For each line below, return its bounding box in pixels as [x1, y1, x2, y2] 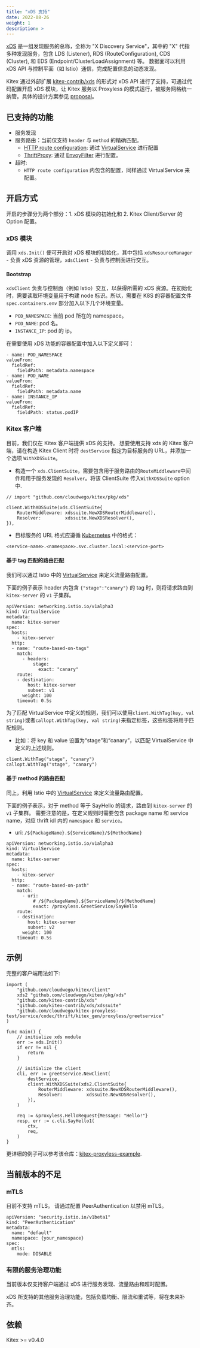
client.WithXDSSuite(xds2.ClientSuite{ [27, 1081, 127, 1087]
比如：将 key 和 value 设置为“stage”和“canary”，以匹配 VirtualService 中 [14, 736, 194, 743]
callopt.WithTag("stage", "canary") [6, 761, 97, 767]
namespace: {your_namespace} [11, 1235, 84, 1241]
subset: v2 [27, 924, 55, 930]
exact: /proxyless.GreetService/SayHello [32, 903, 137, 909]
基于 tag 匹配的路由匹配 [6, 557, 64, 564]
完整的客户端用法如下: [6, 969, 61, 977]
